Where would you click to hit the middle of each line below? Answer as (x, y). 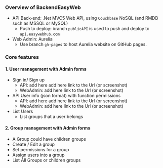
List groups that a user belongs (51, 117)
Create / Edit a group (34, 144)
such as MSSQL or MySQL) (40, 23)
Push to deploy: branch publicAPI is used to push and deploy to (84, 29)
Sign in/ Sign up (28, 80)
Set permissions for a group (41, 149)
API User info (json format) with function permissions (66, 96)
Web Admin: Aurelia (32, 39)
